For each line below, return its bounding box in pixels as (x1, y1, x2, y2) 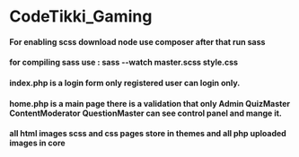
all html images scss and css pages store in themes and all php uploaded (9, 128, 287, 139)
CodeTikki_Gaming (9, 6, 153, 27)
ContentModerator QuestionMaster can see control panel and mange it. (9, 108, 283, 118)
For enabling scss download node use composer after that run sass (9, 36, 266, 47)
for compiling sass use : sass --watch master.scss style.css (9, 57, 239, 68)
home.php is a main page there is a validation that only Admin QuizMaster (9, 98, 291, 109)
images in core (9, 137, 66, 149)
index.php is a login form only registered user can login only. (9, 77, 241, 88)
